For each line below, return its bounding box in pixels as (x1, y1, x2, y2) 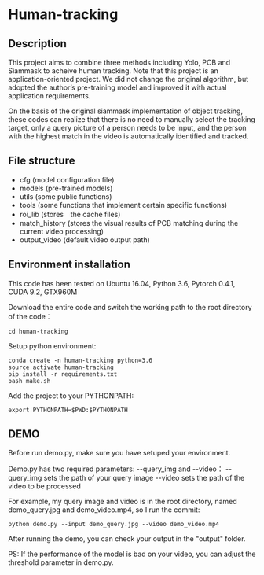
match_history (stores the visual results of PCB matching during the (19, 218, 239, 227)
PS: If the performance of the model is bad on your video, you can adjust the (8, 549, 256, 559)
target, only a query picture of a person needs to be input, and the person (8, 123, 247, 132)
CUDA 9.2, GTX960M (8, 287, 78, 297)
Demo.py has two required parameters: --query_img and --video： (8, 464, 224, 474)
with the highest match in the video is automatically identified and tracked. (8, 131, 249, 141)
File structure (8, 154, 75, 168)
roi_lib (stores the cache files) (19, 209, 121, 219)
